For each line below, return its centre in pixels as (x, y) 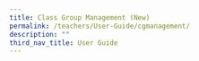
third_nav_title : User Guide (64, 43)
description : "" (39, 34)
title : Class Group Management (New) (80, 17)
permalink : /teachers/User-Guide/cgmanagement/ (100, 26)
